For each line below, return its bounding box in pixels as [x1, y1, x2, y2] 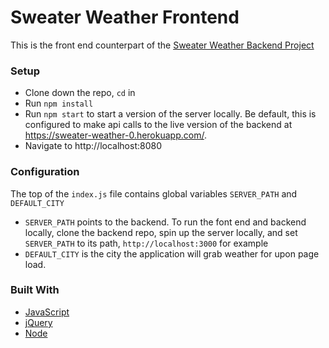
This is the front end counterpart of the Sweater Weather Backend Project [10, 39, 315, 51]
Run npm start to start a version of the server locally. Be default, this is [24, 108, 317, 120]
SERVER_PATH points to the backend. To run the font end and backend [24, 216, 307, 228]
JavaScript [24, 306, 70, 318]
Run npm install [24, 97, 94, 110]
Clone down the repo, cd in [24, 87, 136, 99]
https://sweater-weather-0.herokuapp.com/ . [24, 129, 207, 141]
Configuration [10, 165, 80, 179]
